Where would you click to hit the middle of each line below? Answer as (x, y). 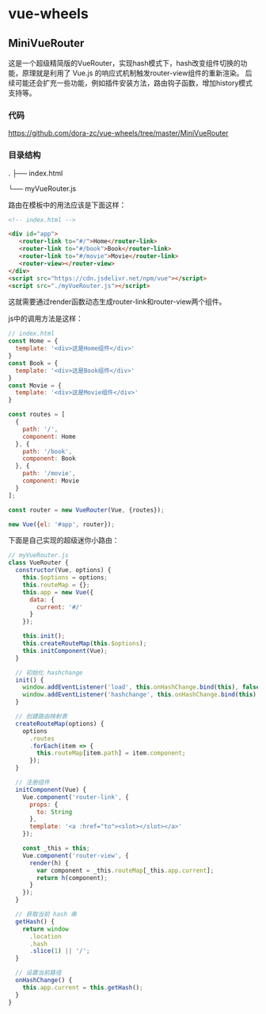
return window (46, 929)
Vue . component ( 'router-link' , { (76, 797)
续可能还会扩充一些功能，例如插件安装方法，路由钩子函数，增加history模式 (131, 83)
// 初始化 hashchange (49, 672)
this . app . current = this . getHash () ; (83, 987)
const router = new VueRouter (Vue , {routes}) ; (86, 510)
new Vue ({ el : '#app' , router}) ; (61, 524)
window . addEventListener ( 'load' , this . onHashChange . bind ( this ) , (131, 687)
